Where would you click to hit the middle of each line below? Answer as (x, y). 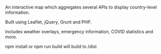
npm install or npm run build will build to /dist (51, 46)
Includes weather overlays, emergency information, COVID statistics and (79, 31)
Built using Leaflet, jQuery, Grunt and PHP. (48, 22)
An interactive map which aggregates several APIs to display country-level (81, 7)
